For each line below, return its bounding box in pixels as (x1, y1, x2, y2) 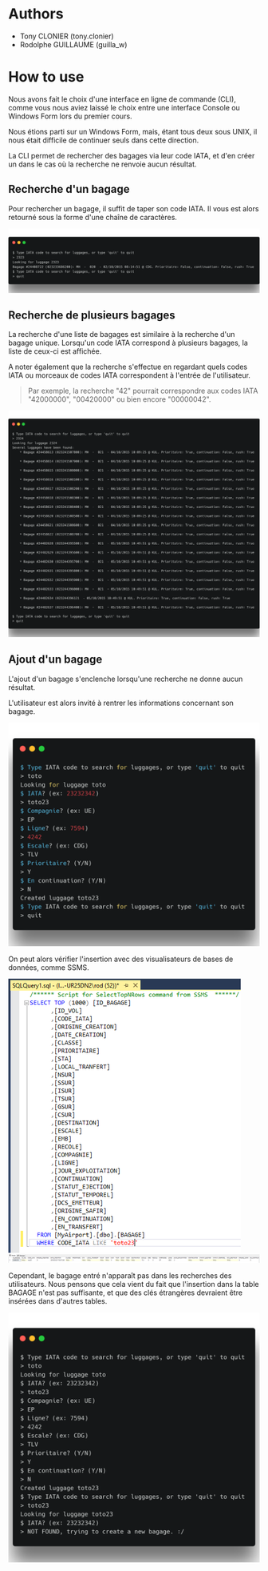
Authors (8, 5, 64, 23)
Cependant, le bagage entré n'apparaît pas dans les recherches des (8, 1271, 232, 1280)
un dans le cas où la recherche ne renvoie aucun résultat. (8, 159, 197, 169)
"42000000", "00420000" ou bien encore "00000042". (27, 395, 211, 404)
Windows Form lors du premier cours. (8, 111, 133, 121)
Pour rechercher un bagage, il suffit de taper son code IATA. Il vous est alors (8, 203, 259, 213)
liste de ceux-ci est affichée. (8, 347, 102, 356)
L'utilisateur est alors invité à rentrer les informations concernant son (8, 698, 234, 707)
